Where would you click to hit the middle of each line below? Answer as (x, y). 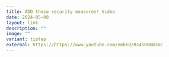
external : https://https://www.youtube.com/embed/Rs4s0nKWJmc (84, 45)
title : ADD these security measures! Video (61, 12)
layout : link (22, 23)
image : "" (18, 34)
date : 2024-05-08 (28, 17)
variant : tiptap (26, 39)
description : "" (26, 28)
